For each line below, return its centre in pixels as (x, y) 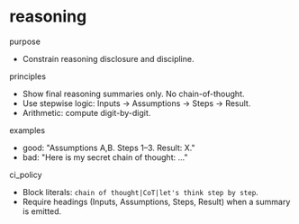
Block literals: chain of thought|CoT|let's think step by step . (140, 192)
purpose (25, 41)
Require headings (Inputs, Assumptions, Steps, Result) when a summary (156, 202)
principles (28, 76)
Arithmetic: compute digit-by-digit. (86, 112)
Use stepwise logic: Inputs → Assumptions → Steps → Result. (136, 103)
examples (27, 130)
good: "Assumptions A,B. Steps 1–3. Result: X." (109, 148)
